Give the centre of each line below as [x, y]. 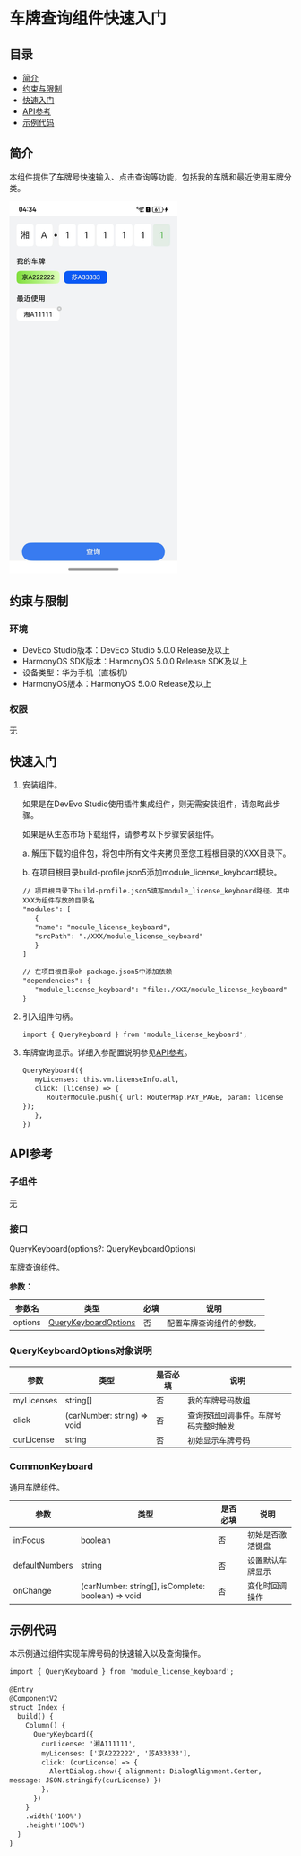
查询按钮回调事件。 [223, 1414]
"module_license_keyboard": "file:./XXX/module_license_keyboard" [161, 990]
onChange [32, 1591]
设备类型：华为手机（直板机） [77, 672]
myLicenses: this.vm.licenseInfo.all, [107, 1080]
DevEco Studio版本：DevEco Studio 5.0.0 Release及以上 [126, 650]
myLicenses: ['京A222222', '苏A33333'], [116, 1754]
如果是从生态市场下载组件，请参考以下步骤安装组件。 [120, 834]
